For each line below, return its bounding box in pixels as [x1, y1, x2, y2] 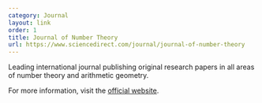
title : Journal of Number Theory [8, 33, 118, 42]
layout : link [8, 19, 51, 27]
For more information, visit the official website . [8, 86, 159, 95]
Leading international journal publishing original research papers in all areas [8, 62, 255, 72]
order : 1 [8, 26, 37, 34]
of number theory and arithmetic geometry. [8, 71, 149, 80]
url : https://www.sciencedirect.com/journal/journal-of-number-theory [8, 41, 245, 49]
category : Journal [8, 11, 69, 20]
